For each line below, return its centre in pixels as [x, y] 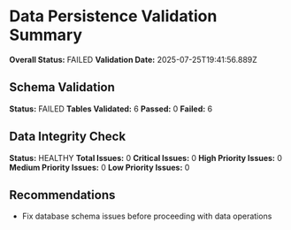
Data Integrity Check [68, 137]
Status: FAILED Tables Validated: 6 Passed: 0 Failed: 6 [111, 109]
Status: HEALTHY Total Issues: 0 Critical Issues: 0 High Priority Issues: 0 [146, 157]
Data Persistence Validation [113, 16]
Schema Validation [62, 87]
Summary [46, 35]
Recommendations [62, 195]
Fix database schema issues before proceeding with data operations [147, 216]
